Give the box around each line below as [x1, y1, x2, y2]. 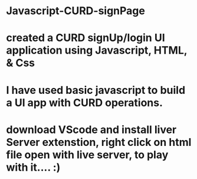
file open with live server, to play [6, 148, 169, 161]
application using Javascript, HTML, [6, 44, 188, 57]
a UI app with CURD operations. [6, 96, 163, 109]
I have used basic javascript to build [6, 83, 186, 97]
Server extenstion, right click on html [6, 135, 192, 149]
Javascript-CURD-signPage [6, 4, 146, 18]
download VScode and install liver [6, 123, 177, 136]
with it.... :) [6, 161, 61, 174]
